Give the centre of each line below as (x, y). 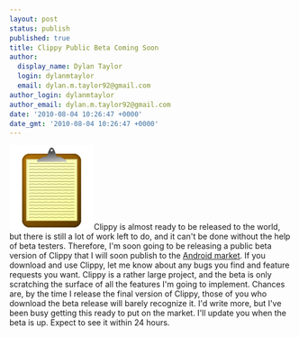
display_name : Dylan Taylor (70, 67)
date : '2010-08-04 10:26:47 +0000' (76, 114)
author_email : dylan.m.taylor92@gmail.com (90, 105)
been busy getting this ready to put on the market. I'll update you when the (148, 313)
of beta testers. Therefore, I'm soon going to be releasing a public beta (140, 246)
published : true (40, 38)
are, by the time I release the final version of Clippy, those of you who (138, 294)
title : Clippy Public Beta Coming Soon (84, 48)
